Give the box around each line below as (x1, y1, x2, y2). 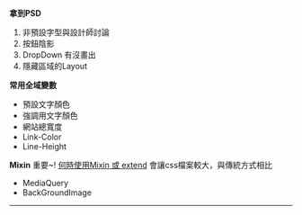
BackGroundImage (22, 187, 93, 198)
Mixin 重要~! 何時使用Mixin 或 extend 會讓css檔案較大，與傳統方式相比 (9, 160, 272, 170)
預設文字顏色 (22, 99, 70, 110)
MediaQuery (22, 178, 69, 188)
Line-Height (22, 141, 67, 151)
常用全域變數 (9, 80, 57, 90)
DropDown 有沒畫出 (22, 49, 96, 60)
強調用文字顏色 (22, 111, 78, 121)
